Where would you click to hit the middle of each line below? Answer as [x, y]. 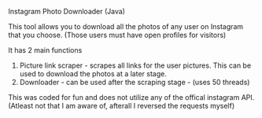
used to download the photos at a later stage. [93, 74]
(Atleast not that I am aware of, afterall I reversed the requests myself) [122, 106]
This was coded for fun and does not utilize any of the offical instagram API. [131, 97]
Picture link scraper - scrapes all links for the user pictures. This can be [135, 65]
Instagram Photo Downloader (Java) [67, 11]
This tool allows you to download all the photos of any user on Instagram [126, 26]
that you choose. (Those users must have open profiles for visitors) [117, 35]
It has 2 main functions [45, 50]
